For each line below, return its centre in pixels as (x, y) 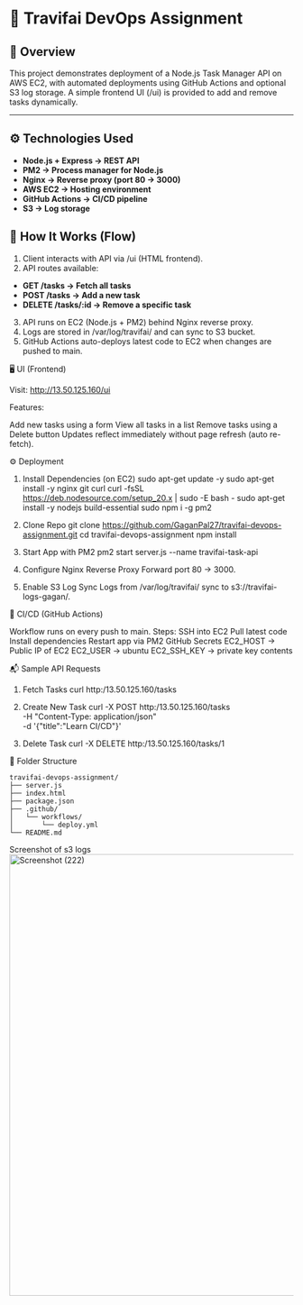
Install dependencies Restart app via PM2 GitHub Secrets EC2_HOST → (142, 641)
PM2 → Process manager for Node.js (93, 169)
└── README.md (36, 833)
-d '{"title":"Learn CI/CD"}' (72, 726)
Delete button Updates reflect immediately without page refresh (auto (138, 434)
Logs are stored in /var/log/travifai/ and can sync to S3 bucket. (139, 332)
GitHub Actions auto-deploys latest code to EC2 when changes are (147, 341)
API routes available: (60, 268)
